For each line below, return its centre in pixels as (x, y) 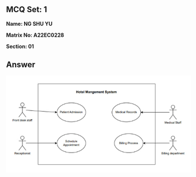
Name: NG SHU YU (29, 23)
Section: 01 (20, 46)
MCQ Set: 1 (27, 10)
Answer (21, 65)
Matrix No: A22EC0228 (35, 35)
